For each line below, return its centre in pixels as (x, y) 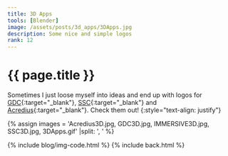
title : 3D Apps (30, 14)
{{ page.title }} (51, 76)
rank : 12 (20, 40)
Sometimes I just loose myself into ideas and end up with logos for (105, 95)
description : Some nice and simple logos (70, 34)
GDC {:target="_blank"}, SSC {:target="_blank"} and (82, 103)
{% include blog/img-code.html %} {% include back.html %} (96, 145)
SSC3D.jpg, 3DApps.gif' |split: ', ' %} (61, 131)
